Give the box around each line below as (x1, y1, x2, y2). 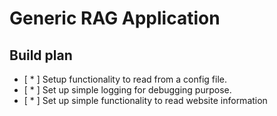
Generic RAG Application (9, 7, 221, 30)
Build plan (9, 47, 73, 64)
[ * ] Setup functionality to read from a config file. (23, 73, 228, 85)
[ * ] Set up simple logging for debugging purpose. (23, 84, 232, 96)
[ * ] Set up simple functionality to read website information (23, 95, 268, 106)
